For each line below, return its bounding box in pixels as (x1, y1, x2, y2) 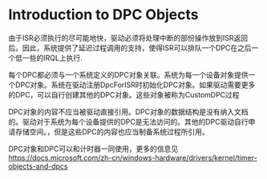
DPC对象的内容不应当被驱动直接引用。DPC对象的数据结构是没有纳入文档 (8, 106, 249, 117)
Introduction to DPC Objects (8, 6, 199, 24)
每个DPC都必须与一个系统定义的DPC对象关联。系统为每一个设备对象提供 (8, 70, 249, 79)
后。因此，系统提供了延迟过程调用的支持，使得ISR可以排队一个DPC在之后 (8, 42, 253, 53)
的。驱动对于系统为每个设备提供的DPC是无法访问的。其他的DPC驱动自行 (8, 117, 249, 126)
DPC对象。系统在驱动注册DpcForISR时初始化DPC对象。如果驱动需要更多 (14, 80, 256, 89)
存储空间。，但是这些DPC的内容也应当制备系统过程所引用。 (14, 126, 210, 137)
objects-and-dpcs (8, 161, 68, 171)
